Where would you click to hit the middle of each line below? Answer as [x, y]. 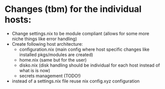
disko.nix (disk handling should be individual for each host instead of [89, 65]
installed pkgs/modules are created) [56, 54]
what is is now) [35, 70]
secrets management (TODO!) [50, 76]
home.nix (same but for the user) [53, 60]
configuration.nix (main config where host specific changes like [84, 49]
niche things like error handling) [44, 39]
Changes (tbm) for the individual [73, 9]
